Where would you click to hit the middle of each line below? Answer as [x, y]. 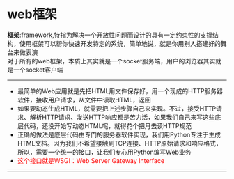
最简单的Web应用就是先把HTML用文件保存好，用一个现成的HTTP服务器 [120, 91]
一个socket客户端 [38, 70]
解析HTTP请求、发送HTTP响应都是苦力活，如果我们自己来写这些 [122, 117]
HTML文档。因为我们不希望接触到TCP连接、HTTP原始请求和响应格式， [120, 143]
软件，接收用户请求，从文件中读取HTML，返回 [84, 100]
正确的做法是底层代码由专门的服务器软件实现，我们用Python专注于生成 [119, 134]
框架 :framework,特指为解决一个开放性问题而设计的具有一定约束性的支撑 [110, 35]
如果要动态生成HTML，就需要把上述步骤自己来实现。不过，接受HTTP [117, 108]
